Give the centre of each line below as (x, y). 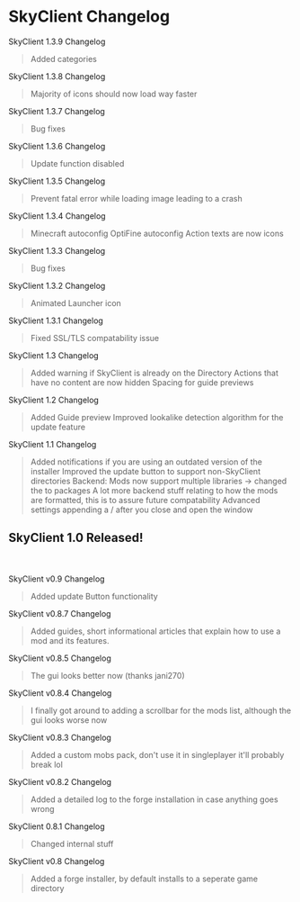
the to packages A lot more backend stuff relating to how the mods (154, 490)
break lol (47, 764)
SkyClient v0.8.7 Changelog (60, 613)
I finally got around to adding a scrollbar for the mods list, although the (161, 710)
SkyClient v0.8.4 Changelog (60, 693)
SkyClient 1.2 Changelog (54, 400)
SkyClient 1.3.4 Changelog (57, 216)
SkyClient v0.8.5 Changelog (60, 658)
